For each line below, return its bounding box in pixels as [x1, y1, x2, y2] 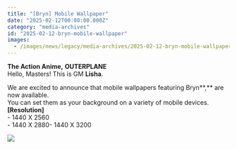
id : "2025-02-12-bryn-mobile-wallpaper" [7, 30, 128, 37]
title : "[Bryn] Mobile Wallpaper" [7, 10, 109, 18]
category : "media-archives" [7, 23, 90, 30]
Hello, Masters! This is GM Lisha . [7, 70, 104, 78]
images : [7, 37, 30, 44]
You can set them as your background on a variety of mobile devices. [7, 98, 209, 106]
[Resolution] [7, 106, 44, 114]
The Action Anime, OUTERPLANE [7, 63, 107, 70]
